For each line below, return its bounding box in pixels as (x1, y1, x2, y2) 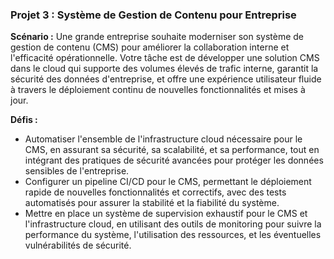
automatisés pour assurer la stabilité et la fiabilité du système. (24, 197, 280, 209)
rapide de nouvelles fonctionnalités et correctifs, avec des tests (24, 186, 287, 198)
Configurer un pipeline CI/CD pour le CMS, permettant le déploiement (24, 176, 312, 188)
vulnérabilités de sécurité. (24, 239, 132, 252)
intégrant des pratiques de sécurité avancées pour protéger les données (24, 154, 324, 167)
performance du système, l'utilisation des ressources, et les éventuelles (24, 229, 322, 241)
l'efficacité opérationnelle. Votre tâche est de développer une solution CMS (10, 52, 320, 64)
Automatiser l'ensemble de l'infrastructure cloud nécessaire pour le (24, 133, 303, 145)
